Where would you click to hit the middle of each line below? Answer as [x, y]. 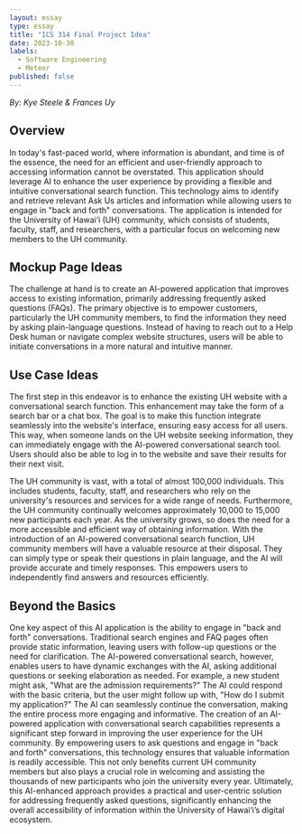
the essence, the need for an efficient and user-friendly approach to [136, 162]
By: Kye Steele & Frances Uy [62, 102]
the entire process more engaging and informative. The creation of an [139, 714]
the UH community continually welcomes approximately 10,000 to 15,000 [145, 511]
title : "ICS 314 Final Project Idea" [80, 34]
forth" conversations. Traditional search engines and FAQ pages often [139, 637]
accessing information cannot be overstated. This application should [137, 172]
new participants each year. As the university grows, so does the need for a [150, 520]
